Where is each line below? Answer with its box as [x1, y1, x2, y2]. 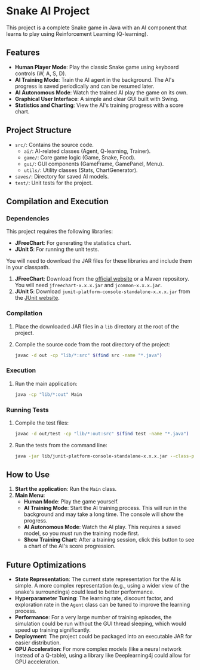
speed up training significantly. [14, 626, 91, 634]
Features [6, 48, 40, 58]
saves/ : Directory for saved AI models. [14, 173, 109, 180]
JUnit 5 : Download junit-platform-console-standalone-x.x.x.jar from [14, 288, 190, 295]
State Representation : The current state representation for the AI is [14, 576, 181, 583]
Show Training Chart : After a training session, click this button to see [23, 536, 195, 543]
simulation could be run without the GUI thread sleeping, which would [14, 620, 187, 628]
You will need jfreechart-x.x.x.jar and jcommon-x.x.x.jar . [14, 282, 162, 289]
